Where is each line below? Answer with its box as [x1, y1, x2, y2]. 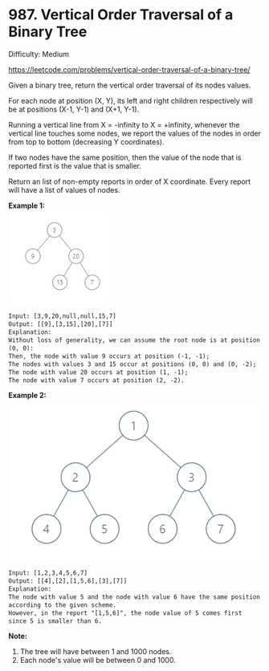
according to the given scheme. [8, 600, 116, 609]
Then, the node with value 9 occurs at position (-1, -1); [8, 352, 210, 360]
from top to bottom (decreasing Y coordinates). [8, 136, 165, 146]
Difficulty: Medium [8, 49, 70, 59]
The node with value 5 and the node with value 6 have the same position [8, 592, 261, 601]
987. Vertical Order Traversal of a [8, 6, 234, 24]
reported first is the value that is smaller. [8, 161, 142, 170]
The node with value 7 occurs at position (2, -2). [8, 376, 185, 384]
